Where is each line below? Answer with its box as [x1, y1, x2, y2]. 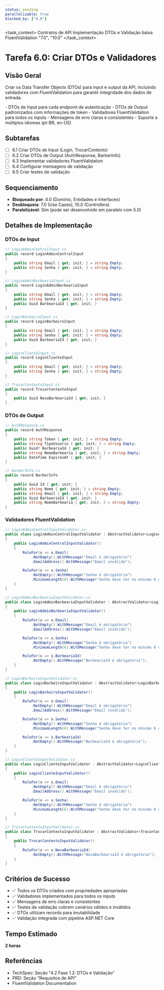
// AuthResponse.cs [5, 423, 45, 428]
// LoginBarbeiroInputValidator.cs [5, 676, 78, 681]
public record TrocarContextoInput [5, 387, 78, 392]
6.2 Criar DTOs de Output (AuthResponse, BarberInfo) [12, 153, 121, 158]
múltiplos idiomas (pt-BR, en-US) [5, 120, 72, 126]
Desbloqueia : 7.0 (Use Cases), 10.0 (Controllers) [12, 202, 110, 208]
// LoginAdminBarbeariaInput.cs [5, 278, 71, 284]
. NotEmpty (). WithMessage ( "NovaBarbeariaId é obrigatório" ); [31, 852, 156, 857]
